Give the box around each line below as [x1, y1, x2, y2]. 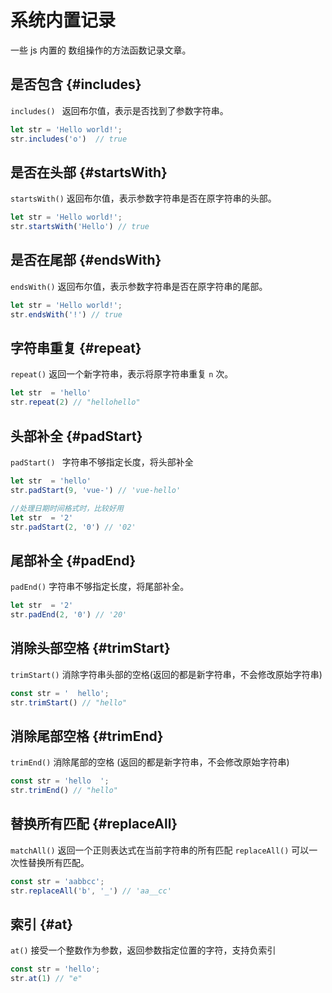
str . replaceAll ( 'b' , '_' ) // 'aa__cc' [10, 886, 172, 896]
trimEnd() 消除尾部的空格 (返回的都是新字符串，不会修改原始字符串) [10, 756, 290, 768]
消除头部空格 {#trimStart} [10, 640, 171, 657]
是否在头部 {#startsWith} [10, 164, 168, 181]
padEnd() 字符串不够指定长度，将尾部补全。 [10, 581, 190, 593]
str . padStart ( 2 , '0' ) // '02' [10, 522, 137, 532]
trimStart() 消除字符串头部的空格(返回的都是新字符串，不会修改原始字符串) [10, 668, 323, 680]
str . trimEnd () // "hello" [10, 786, 118, 796]
